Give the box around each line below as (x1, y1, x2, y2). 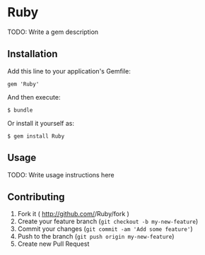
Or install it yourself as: (7, 119, 74, 127)
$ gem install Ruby (7, 132, 65, 140)
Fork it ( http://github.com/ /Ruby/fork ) (17, 210, 129, 218)
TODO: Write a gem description (7, 28, 99, 36)
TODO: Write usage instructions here (7, 170, 115, 179)
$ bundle (7, 107, 33, 114)
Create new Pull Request (17, 239, 90, 248)
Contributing (7, 191, 65, 203)
